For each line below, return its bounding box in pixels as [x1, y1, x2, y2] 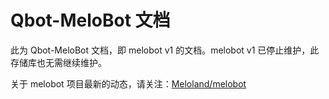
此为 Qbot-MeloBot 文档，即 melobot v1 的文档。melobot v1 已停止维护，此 [10, 44, 320, 56]
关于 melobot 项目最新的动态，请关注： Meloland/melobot [10, 77, 247, 90]
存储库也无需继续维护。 [10, 56, 107, 68]
